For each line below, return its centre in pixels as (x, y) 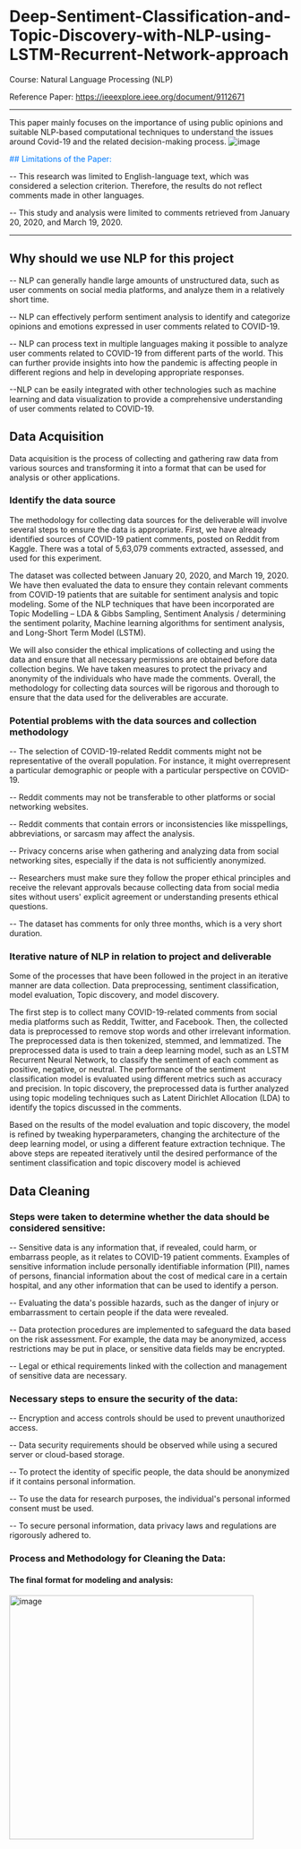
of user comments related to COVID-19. (82, 408)
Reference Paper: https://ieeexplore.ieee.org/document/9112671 (127, 97)
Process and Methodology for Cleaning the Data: (118, 1559)
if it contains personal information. (73, 1482)
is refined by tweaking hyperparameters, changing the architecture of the (145, 1134)
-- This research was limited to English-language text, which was (129, 176)
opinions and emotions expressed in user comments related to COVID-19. (145, 326)
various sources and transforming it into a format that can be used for (138, 468)
